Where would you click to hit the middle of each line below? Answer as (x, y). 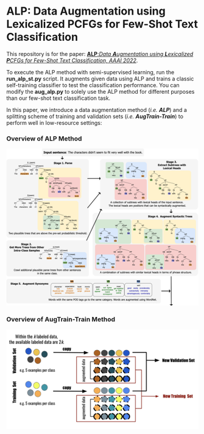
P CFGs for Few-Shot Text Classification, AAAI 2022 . (72, 60)
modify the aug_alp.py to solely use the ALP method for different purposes (100, 91)
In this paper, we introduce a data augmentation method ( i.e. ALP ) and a (97, 110)
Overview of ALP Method (44, 138)
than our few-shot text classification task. (58, 98)
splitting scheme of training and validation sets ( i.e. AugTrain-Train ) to (95, 116)
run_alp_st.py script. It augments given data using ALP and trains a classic (100, 79)
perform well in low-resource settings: (54, 122)
